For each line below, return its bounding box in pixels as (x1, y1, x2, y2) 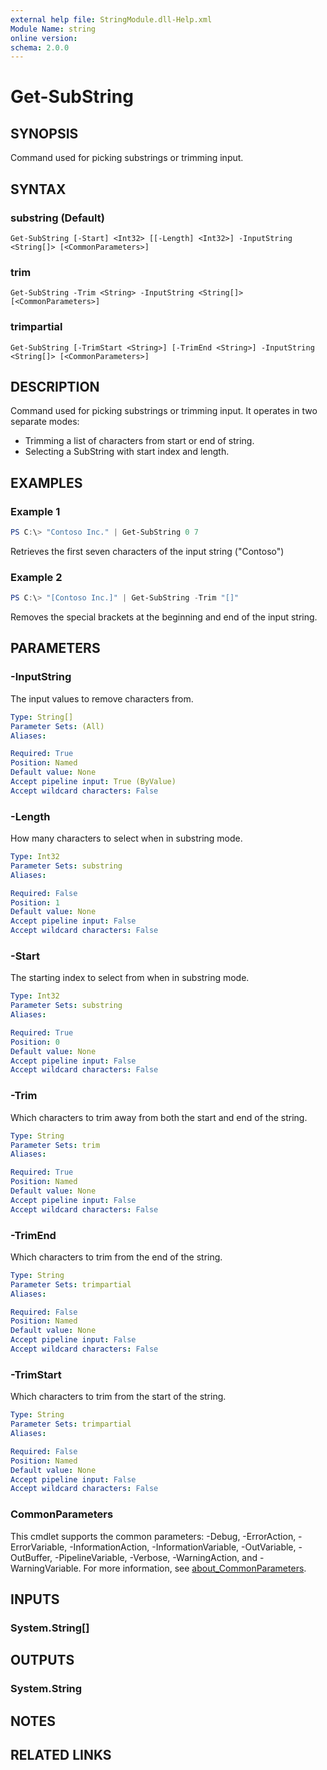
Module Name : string (10, 24, 97, 34)
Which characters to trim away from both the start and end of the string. (10, 1111, 308, 1123)
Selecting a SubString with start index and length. (24, 446, 230, 458)
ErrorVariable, (10, 1541, 68, 1553)
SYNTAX (10, 181, 67, 198)
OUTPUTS (10, 1652, 75, 1669)
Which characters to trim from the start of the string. (10, 1391, 227, 1403)
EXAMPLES (10, 474, 83, 491)
